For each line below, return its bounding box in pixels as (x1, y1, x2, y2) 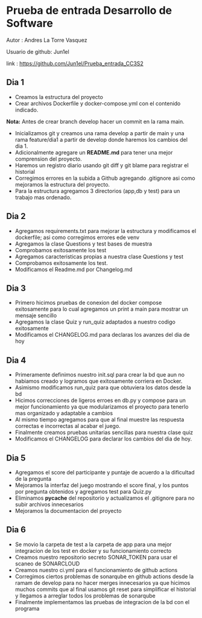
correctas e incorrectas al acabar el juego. (14, 422, 121, 430)
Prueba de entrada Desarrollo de (6, 4, 172, 18)
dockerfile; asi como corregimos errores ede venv (14, 234, 140, 241)
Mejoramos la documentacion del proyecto (14, 508, 122, 514)
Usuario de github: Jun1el (6, 48, 69, 55)
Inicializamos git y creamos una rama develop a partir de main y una (14, 129, 185, 136)
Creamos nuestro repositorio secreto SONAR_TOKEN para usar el (14, 553, 178, 561)
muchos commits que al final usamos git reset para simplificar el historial (14, 585, 197, 593)
